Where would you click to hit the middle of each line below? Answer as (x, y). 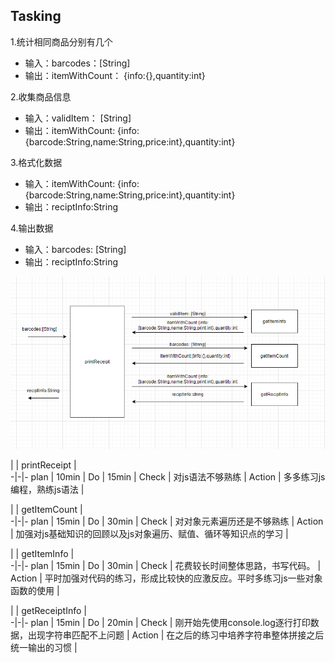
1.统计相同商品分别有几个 (61, 41)
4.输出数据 (32, 228)
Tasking (36, 16)
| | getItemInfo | (42, 554)
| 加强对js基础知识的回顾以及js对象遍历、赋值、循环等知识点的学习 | (149, 534)
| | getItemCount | (46, 510)
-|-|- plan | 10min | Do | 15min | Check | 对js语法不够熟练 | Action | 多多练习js (168, 477)
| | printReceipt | (43, 465)
